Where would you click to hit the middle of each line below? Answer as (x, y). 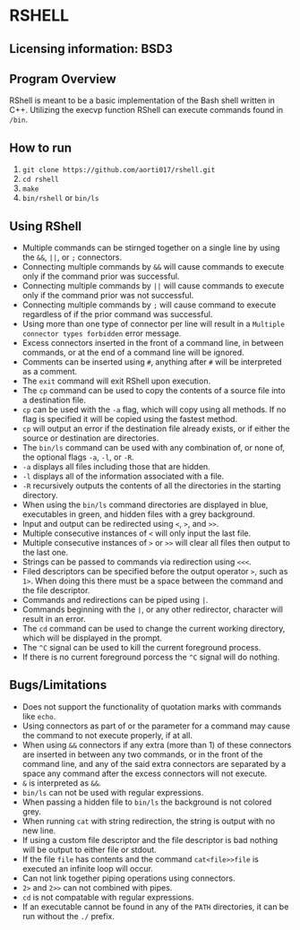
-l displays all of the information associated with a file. (123, 477)
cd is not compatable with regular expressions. (108, 897)
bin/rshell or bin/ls (60, 198)
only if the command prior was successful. (101, 276)
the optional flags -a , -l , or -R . (78, 457)
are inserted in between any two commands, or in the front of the (142, 754)
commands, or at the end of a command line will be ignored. (133, 353)
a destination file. (54, 400)
